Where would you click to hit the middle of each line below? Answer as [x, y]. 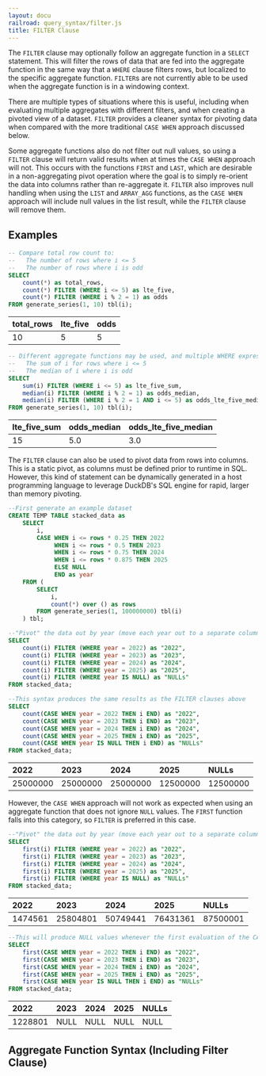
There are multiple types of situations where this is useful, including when [129, 102]
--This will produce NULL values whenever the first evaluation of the [129, 938]
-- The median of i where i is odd [70, 371]
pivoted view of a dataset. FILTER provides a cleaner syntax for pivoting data [133, 119]
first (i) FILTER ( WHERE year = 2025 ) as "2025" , [104, 871]
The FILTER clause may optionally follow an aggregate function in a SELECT [129, 53]
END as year [74, 575]
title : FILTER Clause [44, 30]
